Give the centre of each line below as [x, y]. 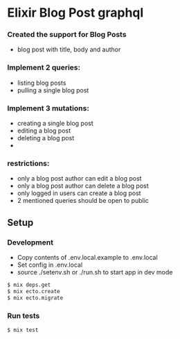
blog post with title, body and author [69, 49]
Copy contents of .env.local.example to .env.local [87, 258]
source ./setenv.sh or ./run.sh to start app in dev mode [95, 272]
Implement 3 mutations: [48, 108]
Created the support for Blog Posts [67, 35]
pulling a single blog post [53, 90]
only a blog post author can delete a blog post [83, 186]
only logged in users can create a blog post [79, 193]
